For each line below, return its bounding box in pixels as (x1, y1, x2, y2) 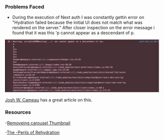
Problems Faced (5, 3, 44, 10)
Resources (5, 109, 31, 116)
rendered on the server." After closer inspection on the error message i (12, 25, 155, 31)
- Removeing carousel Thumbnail (5, 120, 71, 126)
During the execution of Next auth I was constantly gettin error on (12, 15, 144, 20)
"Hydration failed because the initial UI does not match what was (12, 19, 143, 25)
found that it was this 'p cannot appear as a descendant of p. (12, 30, 135, 36)
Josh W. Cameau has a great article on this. (5, 97, 93, 103)
